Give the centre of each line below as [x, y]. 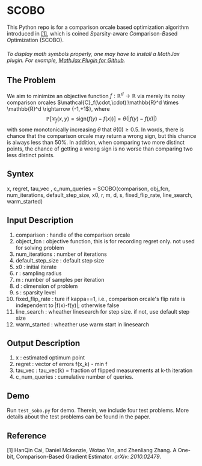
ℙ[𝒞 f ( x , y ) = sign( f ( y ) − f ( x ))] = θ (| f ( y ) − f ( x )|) [102, 120]
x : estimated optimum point [50, 358]
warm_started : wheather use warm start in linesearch [82, 324]
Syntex [20, 174]
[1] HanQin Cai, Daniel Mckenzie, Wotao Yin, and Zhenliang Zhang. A [92, 450]
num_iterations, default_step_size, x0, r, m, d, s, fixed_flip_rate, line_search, [100, 195]
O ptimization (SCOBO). [35, 40]
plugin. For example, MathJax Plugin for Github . [66, 60]
